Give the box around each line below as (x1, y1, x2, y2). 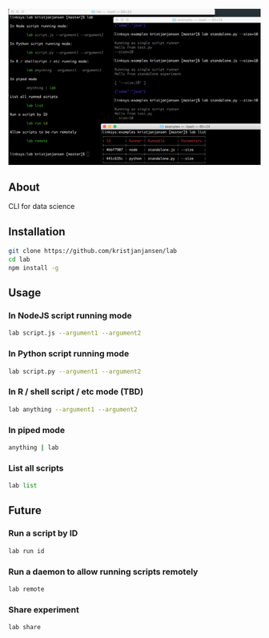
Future (8, 504, 42, 517)
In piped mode (8, 424, 66, 435)
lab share (8, 624, 42, 632)
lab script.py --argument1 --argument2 (8, 367, 142, 375)
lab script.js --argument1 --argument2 (8, 329, 142, 337)
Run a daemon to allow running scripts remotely (8, 566, 199, 577)
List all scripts (8, 462, 64, 473)
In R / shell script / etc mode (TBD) (8, 386, 144, 397)
